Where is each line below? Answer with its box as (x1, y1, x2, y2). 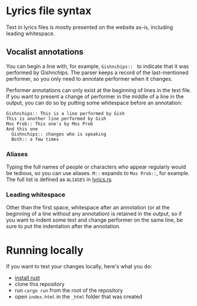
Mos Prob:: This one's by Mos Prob (6, 121, 94, 127)
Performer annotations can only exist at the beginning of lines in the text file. (6, 87, 192, 94)
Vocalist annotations (6, 47, 84, 57)
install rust (14, 274, 40, 281)
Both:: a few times (11, 136, 59, 142)
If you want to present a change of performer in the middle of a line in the (6, 93, 184, 100)
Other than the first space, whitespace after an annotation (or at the (6, 204, 170, 211)
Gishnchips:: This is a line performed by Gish (6, 110, 125, 116)
